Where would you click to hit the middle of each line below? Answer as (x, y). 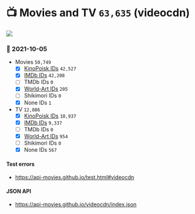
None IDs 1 (38, 102)
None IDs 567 (40, 149)
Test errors (21, 164)
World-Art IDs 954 (46, 136)
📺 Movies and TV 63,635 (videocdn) (98, 13)
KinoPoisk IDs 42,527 (50, 69)
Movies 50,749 (33, 62)
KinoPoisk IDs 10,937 (50, 116)
